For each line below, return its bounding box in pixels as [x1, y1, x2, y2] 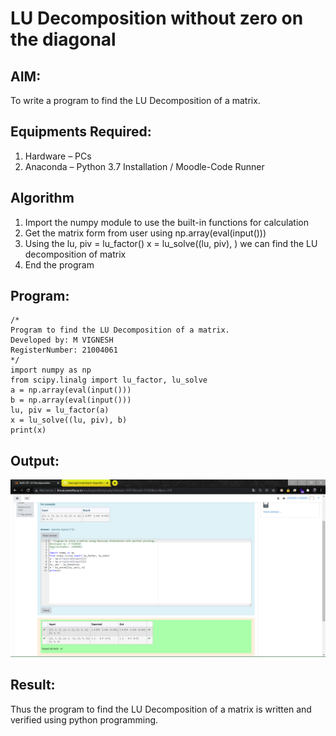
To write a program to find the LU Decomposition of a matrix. [10, 95, 261, 106]
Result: [10, 677, 56, 694]
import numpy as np [10, 365, 92, 376]
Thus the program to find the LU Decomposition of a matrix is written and [10, 703, 312, 715]
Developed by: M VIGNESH [10, 335, 114, 346]
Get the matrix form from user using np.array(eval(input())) [24, 227, 267, 239]
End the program [24, 258, 95, 271]
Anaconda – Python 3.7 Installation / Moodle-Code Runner [24, 160, 265, 172]
